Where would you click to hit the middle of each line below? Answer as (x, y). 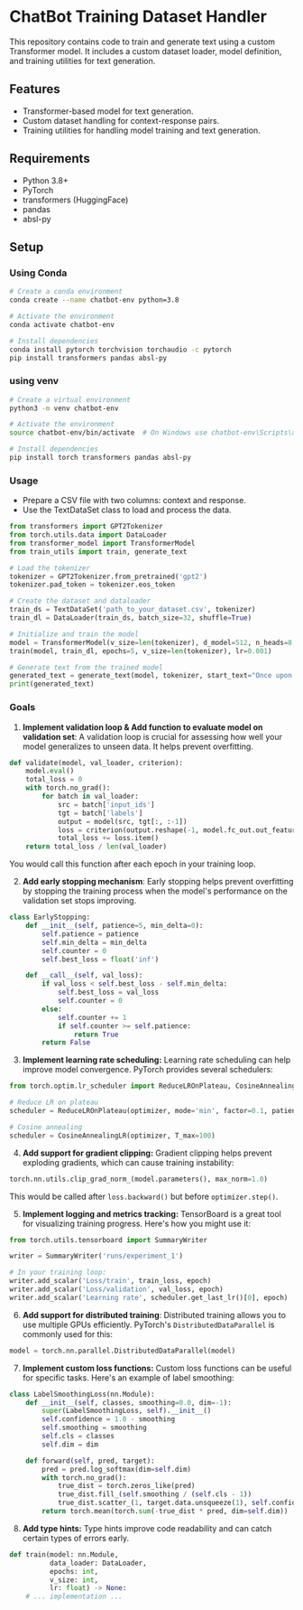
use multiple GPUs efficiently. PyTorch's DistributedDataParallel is (148, 1325)
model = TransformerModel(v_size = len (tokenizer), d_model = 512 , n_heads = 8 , (153, 642)
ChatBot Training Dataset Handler (138, 17)
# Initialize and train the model (74, 634)
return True (96, 1034)
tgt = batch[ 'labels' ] (100, 813)
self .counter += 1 (92, 1017)
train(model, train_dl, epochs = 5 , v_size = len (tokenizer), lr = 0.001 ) (141, 651)
